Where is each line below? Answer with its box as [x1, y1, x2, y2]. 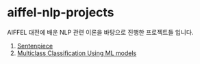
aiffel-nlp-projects [7, 5, 114, 20]
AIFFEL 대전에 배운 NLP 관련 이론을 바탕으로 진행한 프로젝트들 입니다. [7, 28, 194, 36]
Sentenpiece [16, 42, 53, 50]
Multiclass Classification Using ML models [16, 49, 137, 57]
